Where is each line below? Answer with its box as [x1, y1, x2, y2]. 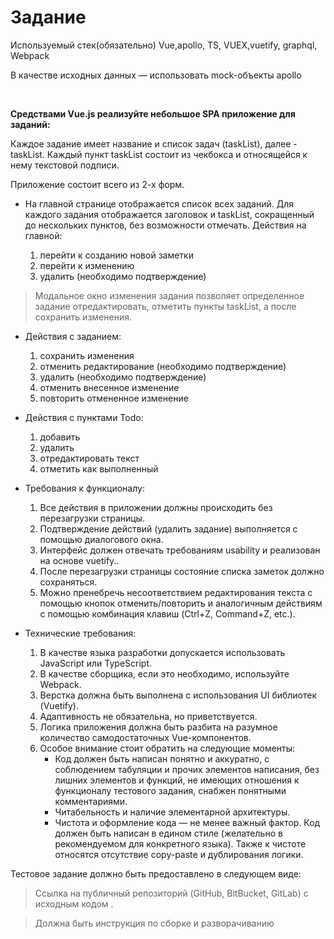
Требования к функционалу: [24, 482, 145, 494]
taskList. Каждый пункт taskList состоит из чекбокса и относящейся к [10, 148, 308, 160]
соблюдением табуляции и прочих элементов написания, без [54, 763, 320, 775]
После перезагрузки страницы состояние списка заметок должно [39, 565, 325, 577]
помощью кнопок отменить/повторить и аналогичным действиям [39, 597, 323, 609]
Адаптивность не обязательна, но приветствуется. [39, 710, 258, 722]
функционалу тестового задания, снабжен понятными [54, 784, 287, 796]
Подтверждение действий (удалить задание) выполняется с [39, 522, 298, 535]
